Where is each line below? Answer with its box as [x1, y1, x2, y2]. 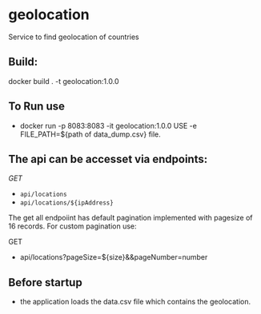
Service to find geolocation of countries [8, 32, 140, 42]
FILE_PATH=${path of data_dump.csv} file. [19, 129, 162, 139]
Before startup [8, 276, 82, 289]
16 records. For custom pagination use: [8, 221, 138, 231]
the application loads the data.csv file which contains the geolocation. [19, 297, 251, 307]
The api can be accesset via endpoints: [8, 152, 208, 165]
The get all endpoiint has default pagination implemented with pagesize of [8, 213, 254, 223]
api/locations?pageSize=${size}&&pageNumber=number [19, 252, 208, 262]
